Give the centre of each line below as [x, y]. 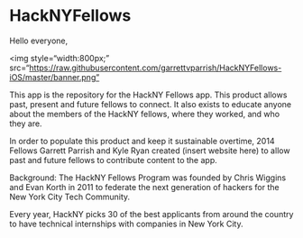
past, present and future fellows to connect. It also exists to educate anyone [150, 104]
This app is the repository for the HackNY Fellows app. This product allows [148, 95]
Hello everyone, [39, 41]
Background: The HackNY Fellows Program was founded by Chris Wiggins [148, 178]
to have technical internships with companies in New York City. [126, 224]
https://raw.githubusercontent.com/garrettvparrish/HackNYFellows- [156, 68]
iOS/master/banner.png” [55, 77]
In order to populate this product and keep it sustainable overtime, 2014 [142, 141]
